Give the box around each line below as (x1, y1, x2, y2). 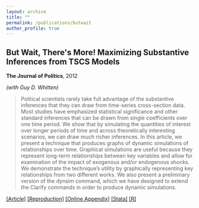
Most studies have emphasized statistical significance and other (20, 108, 178, 115)
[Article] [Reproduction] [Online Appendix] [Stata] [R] (6, 196, 137, 203)
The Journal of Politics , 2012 (6, 73, 78, 80)
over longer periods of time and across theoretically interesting (20, 127, 175, 134)
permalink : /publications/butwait (6, 20, 92, 26)
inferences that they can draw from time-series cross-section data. (20, 102, 185, 109)
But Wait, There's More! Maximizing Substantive (6, 47, 189, 57)
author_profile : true (6, 25, 60, 31)
